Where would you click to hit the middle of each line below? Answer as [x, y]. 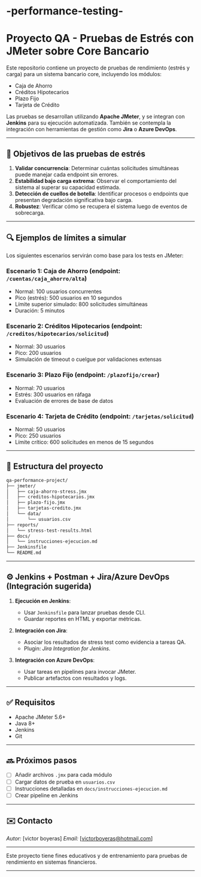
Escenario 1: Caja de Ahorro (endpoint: [63, 271]
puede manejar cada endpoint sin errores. [66, 174]
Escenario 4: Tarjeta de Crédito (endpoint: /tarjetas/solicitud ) [100, 416]
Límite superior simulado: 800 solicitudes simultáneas [81, 305]
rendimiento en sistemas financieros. [52, 862]
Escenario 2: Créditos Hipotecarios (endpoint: [74, 326]
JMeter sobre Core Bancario [78, 51]
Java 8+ [25, 723]
